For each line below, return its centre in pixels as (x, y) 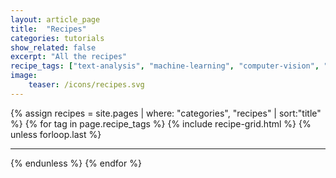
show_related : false (53, 47)
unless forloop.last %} (56, 134)
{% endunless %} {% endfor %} (76, 163)
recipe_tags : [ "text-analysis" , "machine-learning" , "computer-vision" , (165, 66)
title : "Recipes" (48, 29)
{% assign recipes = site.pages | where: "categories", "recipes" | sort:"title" (166, 113)
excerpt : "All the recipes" (69, 57)
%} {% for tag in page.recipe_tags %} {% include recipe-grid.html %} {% (161, 123)
